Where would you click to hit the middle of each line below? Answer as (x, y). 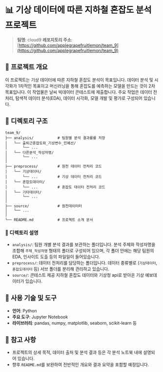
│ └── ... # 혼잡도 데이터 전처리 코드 (55, 187)
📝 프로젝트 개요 (26, 67)
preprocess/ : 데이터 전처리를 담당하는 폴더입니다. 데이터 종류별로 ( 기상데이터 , (85, 263)
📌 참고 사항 (21, 340)
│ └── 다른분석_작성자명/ (30, 153)
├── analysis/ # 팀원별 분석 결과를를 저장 (55, 138)
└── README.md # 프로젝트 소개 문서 (49, 220)
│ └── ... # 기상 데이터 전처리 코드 (53, 176)
